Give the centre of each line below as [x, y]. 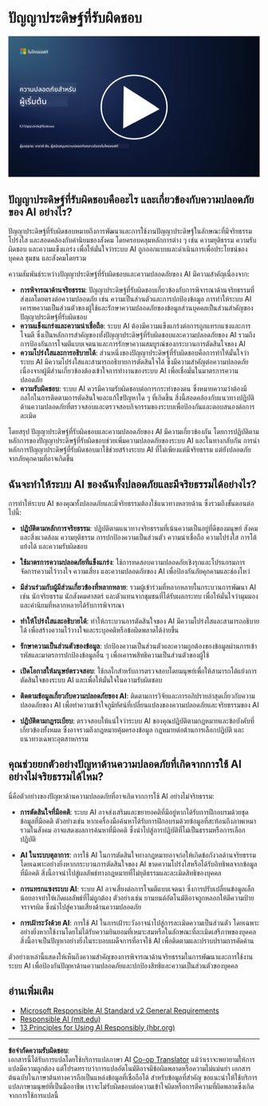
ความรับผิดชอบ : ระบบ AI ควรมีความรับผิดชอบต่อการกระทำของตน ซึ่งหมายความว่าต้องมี [133, 389]
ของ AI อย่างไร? [41, 212]
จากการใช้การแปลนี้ [33, 1095]
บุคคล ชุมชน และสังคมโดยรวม [47, 258]
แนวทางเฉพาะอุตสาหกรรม [54, 739]
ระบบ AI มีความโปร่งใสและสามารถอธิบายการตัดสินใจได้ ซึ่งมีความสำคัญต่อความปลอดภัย [134, 362]
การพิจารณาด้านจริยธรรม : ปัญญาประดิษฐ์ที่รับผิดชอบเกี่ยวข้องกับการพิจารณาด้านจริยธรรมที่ [137, 290]
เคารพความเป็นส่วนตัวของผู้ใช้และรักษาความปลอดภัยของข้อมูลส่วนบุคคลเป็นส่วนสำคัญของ [136, 308]
